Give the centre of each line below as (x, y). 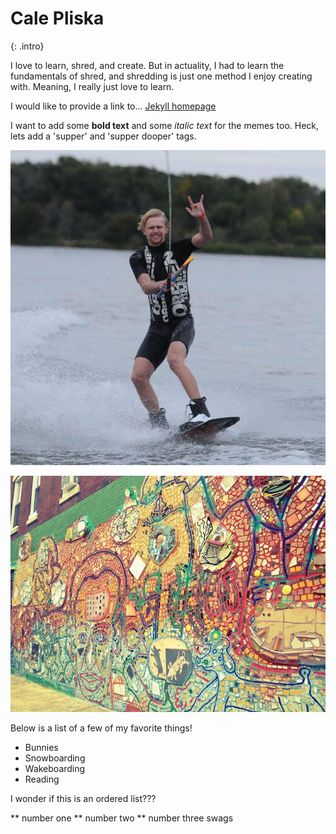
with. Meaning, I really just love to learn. (92, 86)
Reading (42, 779)
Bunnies (41, 747)
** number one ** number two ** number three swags (122, 818)
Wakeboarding (55, 768)
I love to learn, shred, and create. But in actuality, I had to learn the (147, 65)
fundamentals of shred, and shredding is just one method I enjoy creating (161, 76)
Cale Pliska (57, 18)
